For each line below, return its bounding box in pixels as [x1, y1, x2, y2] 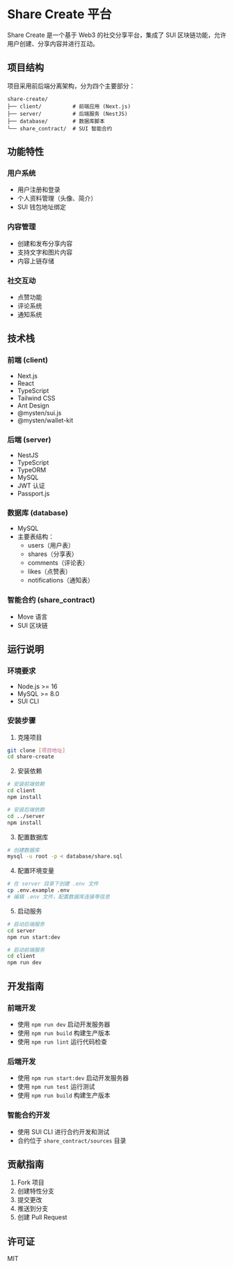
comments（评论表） [27, 559, 89, 567]
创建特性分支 [17, 1187, 54, 1196]
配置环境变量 [17, 867, 54, 875]
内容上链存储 [17, 256, 54, 265]
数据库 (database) [7, 508, 68, 518]
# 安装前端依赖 [7, 781, 45, 788]
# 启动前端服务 [7, 946, 45, 953]
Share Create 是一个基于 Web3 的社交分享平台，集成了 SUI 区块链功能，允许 [7, 31, 227, 39]
